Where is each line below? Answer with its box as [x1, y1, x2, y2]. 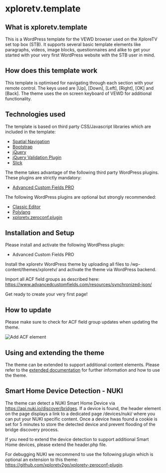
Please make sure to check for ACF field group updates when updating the [5, 319, 158, 325]
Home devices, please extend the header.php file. [5, 442, 107, 448]
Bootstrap [12, 143, 33, 150]
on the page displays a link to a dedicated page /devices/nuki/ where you [5, 411, 156, 417]
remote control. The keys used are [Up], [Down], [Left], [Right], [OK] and [5, 85, 154, 91]
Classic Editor [12, 203, 41, 210]
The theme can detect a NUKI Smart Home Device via [5, 400, 115, 406]
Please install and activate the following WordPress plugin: [5, 242, 125, 248]
